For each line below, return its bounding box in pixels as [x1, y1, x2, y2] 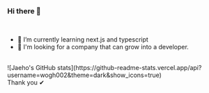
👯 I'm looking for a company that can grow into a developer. [17, 43, 189, 51]
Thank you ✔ [7, 78, 45, 87]
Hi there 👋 [7, 6, 42, 16]
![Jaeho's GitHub [7, 64, 56, 72]
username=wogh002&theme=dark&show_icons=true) [7, 71, 162, 79]
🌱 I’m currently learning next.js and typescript [17, 35, 148, 44]
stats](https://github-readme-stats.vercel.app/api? [56, 64, 202, 72]
